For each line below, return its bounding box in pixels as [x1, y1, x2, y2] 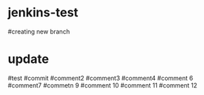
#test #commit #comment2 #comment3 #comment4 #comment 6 [8, 74, 194, 82]
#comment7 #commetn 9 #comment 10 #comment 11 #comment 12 [8, 81, 198, 90]
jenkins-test [8, 5, 79, 21]
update [8, 51, 49, 67]
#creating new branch [8, 27, 71, 36]
